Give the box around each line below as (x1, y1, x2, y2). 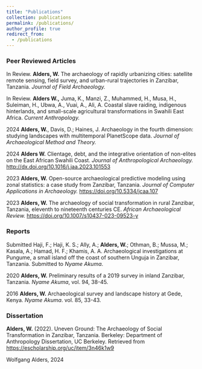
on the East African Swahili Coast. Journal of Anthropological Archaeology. (6, 157, 194, 164)
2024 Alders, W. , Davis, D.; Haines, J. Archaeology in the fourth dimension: (6, 126, 194, 133)
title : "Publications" (6, 8, 63, 15)
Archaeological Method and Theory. (6, 139, 96, 146)
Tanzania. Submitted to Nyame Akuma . (6, 260, 104, 267)
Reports (6, 227, 30, 236)
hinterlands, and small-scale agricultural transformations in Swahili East (6, 108, 184, 115)
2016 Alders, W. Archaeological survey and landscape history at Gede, (6, 290, 183, 297)
